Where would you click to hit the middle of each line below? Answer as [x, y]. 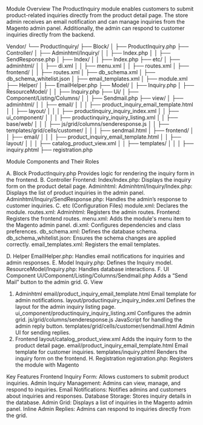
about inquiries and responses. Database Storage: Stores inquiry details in [99, 396]
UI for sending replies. [43, 333]
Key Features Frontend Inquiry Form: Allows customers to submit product [98, 377]
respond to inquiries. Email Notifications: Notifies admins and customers [96, 389]
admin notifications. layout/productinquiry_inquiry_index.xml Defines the [105, 300]
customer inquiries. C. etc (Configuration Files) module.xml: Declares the [97, 206]
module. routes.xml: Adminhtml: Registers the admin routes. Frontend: [94, 212]
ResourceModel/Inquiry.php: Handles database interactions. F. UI [88, 269]
